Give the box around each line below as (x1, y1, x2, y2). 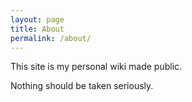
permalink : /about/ (10, 33, 92, 43)
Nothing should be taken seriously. (10, 80, 154, 92)
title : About (10, 24, 65, 34)
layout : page (10, 14, 65, 25)
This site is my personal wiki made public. (10, 61, 183, 73)
